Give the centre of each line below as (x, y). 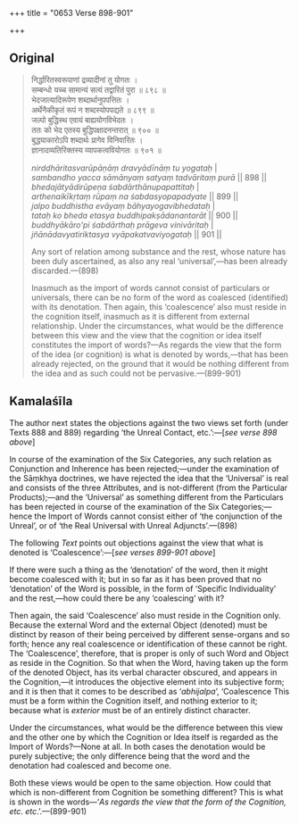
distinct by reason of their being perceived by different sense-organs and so (149, 634)
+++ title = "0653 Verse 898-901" (71, 13)
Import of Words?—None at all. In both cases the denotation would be (137, 746)
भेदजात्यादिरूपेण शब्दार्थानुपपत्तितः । (80, 100)
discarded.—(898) (65, 271)
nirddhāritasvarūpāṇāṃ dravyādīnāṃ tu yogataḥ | (124, 168)
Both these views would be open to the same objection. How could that (140, 782)
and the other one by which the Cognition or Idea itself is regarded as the (144, 737)
